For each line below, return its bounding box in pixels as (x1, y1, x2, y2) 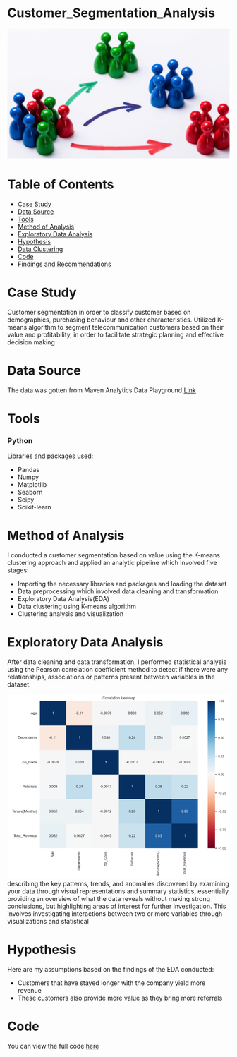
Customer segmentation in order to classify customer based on (7, 308, 191, 316)
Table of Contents (7, 176, 114, 192)
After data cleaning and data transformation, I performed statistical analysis (7, 658, 227, 666)
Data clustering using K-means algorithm (17, 602, 136, 610)
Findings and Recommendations (17, 260, 111, 268)
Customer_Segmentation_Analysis (7, 5, 216, 21)
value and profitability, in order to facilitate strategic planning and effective (7, 330, 224, 339)
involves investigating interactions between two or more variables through (7, 910, 223, 918)
